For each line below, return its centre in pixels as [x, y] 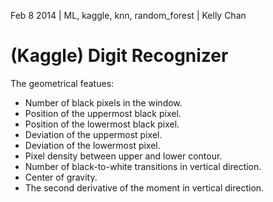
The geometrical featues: [62, 83]
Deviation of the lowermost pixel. [92, 145]
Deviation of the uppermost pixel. [93, 134]
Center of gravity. [61, 177]
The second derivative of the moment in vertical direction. [144, 187]
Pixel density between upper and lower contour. [123, 156]
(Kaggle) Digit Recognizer [119, 56]
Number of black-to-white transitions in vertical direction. [143, 166]
